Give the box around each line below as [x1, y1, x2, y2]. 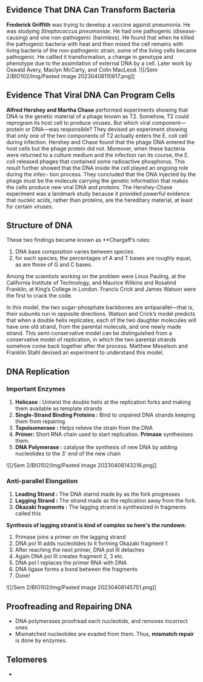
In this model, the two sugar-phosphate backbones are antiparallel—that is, [6, 304, 194, 311]
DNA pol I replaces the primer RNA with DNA [15, 559, 127, 566]
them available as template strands [15, 405, 102, 412]
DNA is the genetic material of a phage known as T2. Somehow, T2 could [6, 112, 189, 120]
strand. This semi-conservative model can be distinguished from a [6, 330, 173, 337]
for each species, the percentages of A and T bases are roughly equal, [15, 255, 192, 262]
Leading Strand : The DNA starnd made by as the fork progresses [15, 490, 181, 498]
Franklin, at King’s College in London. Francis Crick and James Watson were [6, 286, 196, 293]
